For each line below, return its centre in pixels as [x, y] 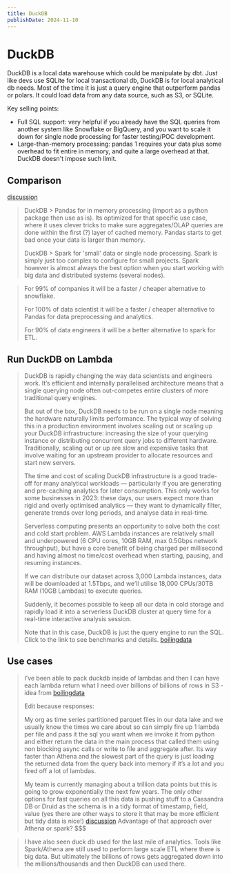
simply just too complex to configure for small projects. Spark [111, 260]
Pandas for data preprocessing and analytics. [89, 317]
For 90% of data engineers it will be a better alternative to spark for [120, 330]
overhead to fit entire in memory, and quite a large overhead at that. [113, 151]
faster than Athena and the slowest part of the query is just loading [119, 756]
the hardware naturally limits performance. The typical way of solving [123, 419]
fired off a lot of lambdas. [60, 770]
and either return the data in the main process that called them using [121, 741]
